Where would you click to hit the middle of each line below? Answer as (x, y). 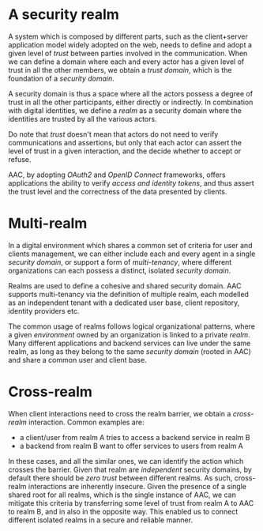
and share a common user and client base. (78, 360)
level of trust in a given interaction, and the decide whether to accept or (125, 151)
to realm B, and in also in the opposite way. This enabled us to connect (123, 511)
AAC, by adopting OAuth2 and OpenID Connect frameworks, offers (117, 175)
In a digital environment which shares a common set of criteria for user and (130, 245)
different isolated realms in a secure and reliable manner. (101, 520)
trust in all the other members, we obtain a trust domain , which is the (120, 70)
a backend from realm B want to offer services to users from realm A (131, 446)
